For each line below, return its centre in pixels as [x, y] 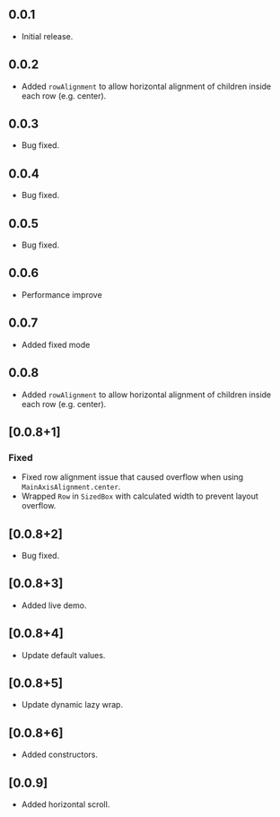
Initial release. [47, 36]
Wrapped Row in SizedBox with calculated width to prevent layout [140, 496]
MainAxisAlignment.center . [71, 487]
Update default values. [63, 655]
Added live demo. [54, 605]
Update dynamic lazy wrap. [72, 705]
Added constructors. [59, 755]
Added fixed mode [56, 344]
